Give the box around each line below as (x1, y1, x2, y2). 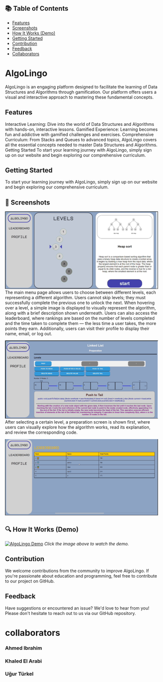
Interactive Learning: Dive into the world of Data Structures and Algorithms (5, 121, 154, 127)
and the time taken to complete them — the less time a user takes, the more (5, 320, 157, 326)
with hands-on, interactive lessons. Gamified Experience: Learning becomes (5, 126, 158, 132)
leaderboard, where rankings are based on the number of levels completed (5, 315, 155, 321)
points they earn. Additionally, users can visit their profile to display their (5, 325, 149, 331)
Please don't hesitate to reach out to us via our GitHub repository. (5, 610, 136, 616)
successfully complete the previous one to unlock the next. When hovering (5, 300, 155, 306)
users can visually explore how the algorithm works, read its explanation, (5, 424, 151, 430)
